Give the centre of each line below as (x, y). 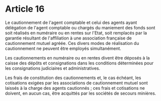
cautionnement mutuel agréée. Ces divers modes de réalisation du (72, 43)
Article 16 (25, 9)
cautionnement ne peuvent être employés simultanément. (63, 48)
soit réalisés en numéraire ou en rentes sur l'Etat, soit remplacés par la (76, 33)
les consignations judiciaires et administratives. (53, 68)
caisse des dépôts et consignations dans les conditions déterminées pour (80, 63)
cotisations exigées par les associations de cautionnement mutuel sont (77, 83)
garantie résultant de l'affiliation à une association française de (69, 38)
